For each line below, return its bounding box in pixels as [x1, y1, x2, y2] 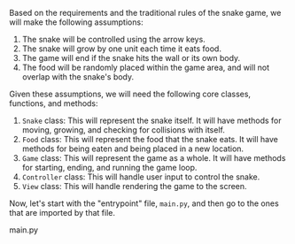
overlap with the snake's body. [21, 72, 135, 82]
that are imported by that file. [9, 208, 115, 217]
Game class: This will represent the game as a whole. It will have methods [21, 153, 286, 163]
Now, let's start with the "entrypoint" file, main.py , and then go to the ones [9, 198, 279, 209]
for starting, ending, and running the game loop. [21, 163, 198, 172]
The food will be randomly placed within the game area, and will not [21, 62, 270, 72]
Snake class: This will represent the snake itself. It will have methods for [21, 115, 282, 126]
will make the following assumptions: [9, 17, 144, 27]
